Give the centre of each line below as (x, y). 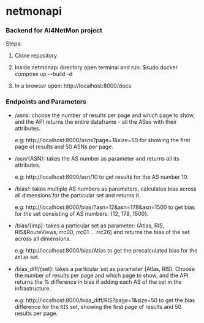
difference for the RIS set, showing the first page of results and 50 (98, 306)
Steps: (14, 44)
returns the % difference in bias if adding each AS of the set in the (98, 282)
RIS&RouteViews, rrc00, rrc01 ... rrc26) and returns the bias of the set (102, 232)
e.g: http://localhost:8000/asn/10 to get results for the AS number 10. (101, 177)
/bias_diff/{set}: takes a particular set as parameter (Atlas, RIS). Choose (105, 268)
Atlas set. (27, 257)
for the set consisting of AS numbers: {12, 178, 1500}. (81, 213)
